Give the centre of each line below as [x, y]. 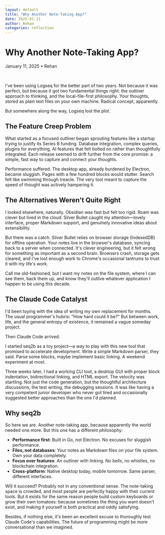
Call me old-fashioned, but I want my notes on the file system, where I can [81, 273]
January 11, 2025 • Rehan [31, 66]
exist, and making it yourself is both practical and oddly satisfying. [72, 507]
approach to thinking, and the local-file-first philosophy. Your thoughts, [77, 96]
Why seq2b [23, 413]
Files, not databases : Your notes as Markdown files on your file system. [85, 451]
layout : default [22, 10]
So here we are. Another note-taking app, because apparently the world [78, 425]
